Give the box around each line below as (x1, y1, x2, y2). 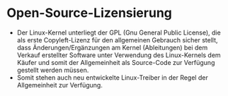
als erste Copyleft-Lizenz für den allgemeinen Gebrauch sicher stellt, (16, 35, 218, 44)
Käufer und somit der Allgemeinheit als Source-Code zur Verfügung (16, 58, 215, 66)
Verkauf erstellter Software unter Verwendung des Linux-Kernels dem (16, 51, 221, 59)
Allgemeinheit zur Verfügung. (16, 80, 103, 89)
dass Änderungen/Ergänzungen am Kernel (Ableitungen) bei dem (16, 43, 208, 52)
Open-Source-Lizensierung (6, 5, 173, 21)
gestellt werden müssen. (16, 66, 89, 74)
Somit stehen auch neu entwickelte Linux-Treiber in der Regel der (16, 73, 208, 82)
